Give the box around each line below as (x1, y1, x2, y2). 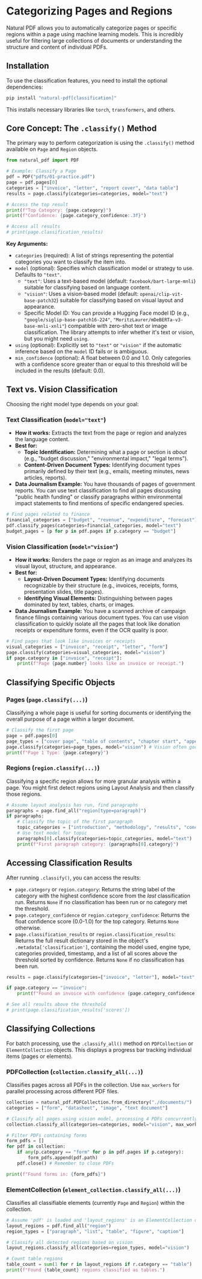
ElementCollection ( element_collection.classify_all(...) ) (6, 1186, 181, 1194)
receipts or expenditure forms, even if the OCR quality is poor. (14, 626, 169, 633)
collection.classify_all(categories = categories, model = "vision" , (6, 1121, 173, 1128)
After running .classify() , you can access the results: (6, 874, 141, 881)
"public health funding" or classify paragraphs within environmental (14, 493, 183, 501)
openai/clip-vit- (139, 291, 183, 298)
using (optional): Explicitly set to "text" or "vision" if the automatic (14, 342, 182, 349)
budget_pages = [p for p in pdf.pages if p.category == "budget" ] (6, 528, 176, 534)
